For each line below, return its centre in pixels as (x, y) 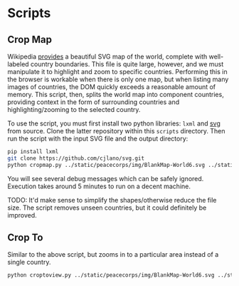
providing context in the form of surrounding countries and (94, 102)
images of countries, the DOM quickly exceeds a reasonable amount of (112, 87)
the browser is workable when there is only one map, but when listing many (118, 79)
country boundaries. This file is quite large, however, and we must (127, 64)
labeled (18, 64)
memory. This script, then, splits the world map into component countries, (116, 95)
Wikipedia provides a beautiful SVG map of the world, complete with (107, 56)
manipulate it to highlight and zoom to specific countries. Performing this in (117, 72)
